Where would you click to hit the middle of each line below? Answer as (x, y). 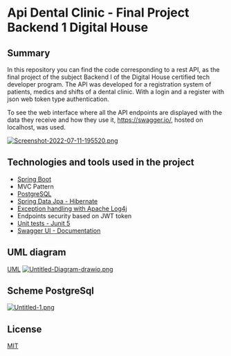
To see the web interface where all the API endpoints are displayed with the (115, 113)
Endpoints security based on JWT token (74, 215)
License (25, 329)
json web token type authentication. (58, 99)
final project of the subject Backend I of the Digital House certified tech (109, 77)
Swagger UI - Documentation (59, 231)
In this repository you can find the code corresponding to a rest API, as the (113, 70)
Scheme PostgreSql (51, 291)
